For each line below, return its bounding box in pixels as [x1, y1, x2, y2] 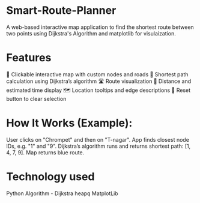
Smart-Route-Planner [6, 4, 117, 17]
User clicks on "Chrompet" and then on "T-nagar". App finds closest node [6, 136, 189, 143]
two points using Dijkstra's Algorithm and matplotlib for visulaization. [6, 29, 176, 37]
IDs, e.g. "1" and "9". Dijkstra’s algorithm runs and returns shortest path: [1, [6, 142, 191, 150]
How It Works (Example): [6, 117, 133, 130]
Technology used [6, 170, 95, 183]
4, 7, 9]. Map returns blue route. [6, 148, 85, 156]
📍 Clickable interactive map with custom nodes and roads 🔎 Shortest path [6, 70, 189, 78]
